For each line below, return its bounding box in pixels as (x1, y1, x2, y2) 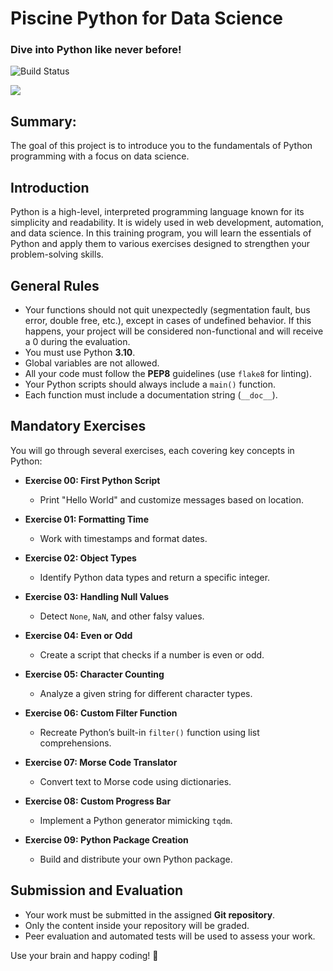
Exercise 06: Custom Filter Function (24, 707, 178, 719)
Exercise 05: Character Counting (24, 668, 165, 680)
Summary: (10, 113, 77, 130)
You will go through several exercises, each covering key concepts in (10, 444, 295, 456)
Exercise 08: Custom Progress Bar (24, 795, 172, 807)
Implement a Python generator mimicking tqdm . (39, 814, 233, 826)
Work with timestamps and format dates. (39, 532, 208, 544)
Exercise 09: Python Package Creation (24, 833, 189, 846)
